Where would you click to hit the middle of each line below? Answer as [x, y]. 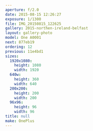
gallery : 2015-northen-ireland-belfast [47, 28]
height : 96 [25, 107]
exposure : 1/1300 [23, 19]
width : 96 [24, 112]
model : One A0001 [23, 38]
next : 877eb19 [20, 42]
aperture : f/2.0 [22, 10]
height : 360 [26, 79]
